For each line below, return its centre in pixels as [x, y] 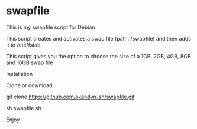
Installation [20, 74]
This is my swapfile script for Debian [51, 27]
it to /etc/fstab [23, 45]
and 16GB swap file [30, 62]
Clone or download [29, 85]
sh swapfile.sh [24, 108]
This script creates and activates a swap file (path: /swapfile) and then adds [98, 38]
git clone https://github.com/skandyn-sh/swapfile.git [70, 97]
